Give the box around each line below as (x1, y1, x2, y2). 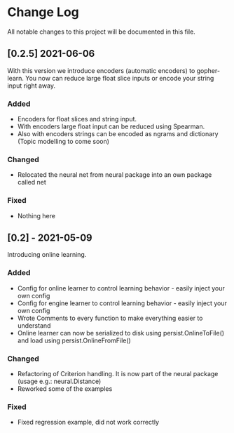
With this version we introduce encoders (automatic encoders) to (7, 66, 195, 74)
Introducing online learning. (7, 251, 87, 259)
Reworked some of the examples (17, 385, 113, 393)
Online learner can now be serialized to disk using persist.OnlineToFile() (17, 328, 225, 337)
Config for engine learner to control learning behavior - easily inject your (17, 299, 228, 307)
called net (17, 178, 47, 187)
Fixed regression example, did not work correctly (17, 418, 160, 427)
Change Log (7, 4, 79, 20)
